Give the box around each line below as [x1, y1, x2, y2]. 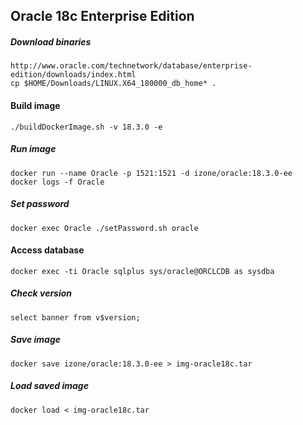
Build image [10, 99, 61, 111]
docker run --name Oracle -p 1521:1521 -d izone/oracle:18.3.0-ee [10, 168, 293, 178]
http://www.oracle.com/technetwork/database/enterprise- [10, 61, 253, 71]
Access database [10, 244, 85, 256]
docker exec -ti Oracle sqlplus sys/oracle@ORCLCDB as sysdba [10, 266, 275, 276]
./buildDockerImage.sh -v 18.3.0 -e [10, 122, 163, 132]
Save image [10, 334, 61, 346]
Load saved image [10, 380, 89, 392]
